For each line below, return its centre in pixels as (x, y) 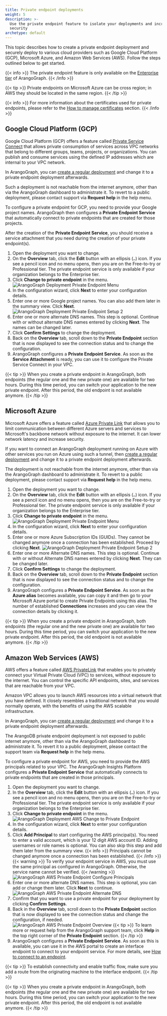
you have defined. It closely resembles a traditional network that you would (82, 701)
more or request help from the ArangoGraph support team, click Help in (86, 930)
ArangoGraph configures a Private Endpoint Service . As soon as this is (85, 941)
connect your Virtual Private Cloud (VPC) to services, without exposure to (81, 675)
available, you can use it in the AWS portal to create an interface (78, 946)
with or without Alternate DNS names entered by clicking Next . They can (87, 558)
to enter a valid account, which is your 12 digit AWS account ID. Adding (85, 840)
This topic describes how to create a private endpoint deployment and (77, 47)
